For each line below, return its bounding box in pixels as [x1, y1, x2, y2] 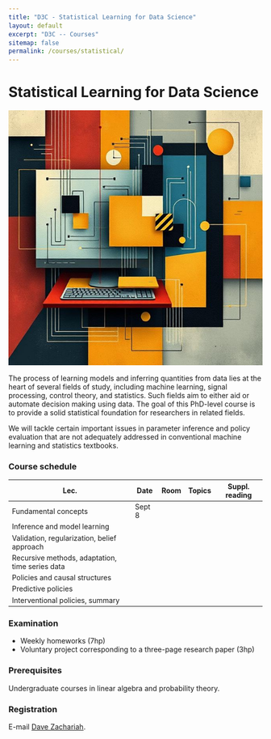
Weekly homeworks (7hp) [19, 636, 106, 646]
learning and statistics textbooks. [8, 441, 119, 451]
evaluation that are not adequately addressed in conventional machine [8, 432, 242, 442]
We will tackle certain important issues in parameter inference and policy [8, 423, 251, 433]
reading [225, 490, 252, 499]
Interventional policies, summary [11, 595, 120, 605]
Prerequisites [8, 665, 62, 676]
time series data [11, 561, 65, 571]
